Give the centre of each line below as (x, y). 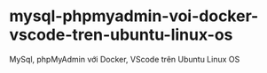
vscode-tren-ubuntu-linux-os (121, 35)
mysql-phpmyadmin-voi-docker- (134, 16)
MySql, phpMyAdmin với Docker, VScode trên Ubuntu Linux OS (125, 59)
